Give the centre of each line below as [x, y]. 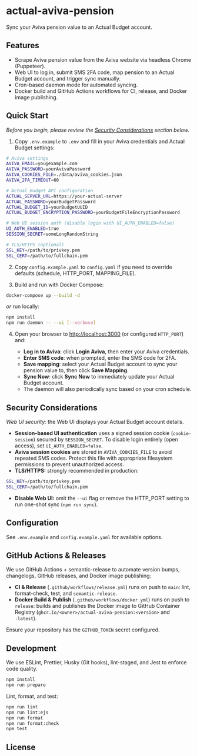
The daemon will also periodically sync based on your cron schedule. [107, 389]
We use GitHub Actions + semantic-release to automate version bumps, [93, 570]
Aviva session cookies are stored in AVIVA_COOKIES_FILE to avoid [93, 452]
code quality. [22, 669]
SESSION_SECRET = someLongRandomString [52, 234]
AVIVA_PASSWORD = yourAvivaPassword [49, 169]
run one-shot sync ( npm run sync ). [56, 504]
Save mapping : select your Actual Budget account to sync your [100, 364]
